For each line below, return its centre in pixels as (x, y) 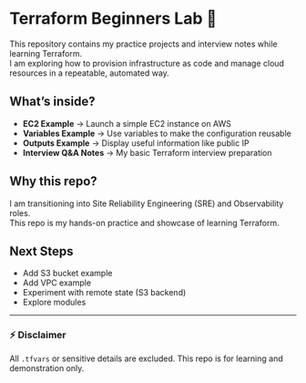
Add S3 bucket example (67, 274)
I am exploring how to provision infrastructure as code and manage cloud (147, 63)
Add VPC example (57, 283)
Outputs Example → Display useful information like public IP (136, 143)
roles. (20, 212)
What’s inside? (52, 102)
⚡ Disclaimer (38, 335)
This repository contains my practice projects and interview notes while (143, 44)
